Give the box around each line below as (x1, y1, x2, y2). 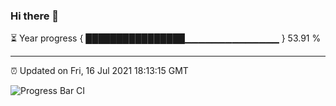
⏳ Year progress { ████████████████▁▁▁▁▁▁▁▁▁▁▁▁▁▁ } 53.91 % (10, 32, 322, 44)
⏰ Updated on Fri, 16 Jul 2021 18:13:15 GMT (10, 65, 189, 77)
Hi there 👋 (10, 9, 60, 23)
